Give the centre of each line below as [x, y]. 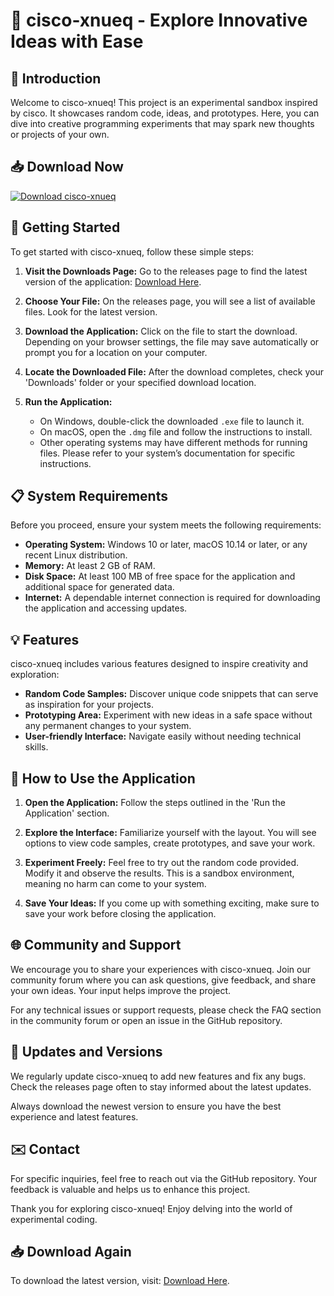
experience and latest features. [74, 1116]
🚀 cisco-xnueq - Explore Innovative [159, 20]
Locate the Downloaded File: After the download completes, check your [174, 371]
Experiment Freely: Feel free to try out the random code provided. [161, 863]
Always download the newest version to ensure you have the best [146, 1106]
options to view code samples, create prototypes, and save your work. [170, 843]
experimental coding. [54, 1219]
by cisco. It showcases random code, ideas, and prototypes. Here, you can [165, 113]
